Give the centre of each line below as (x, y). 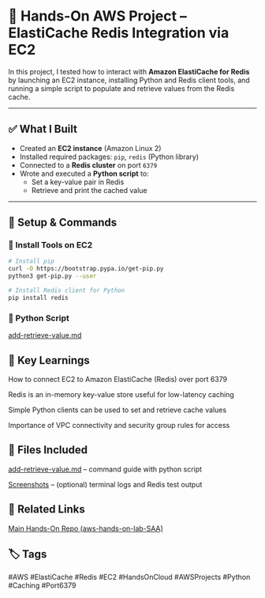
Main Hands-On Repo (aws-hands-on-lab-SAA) (86, 528)
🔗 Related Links (47, 509)
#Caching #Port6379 (42, 585)
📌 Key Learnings (49, 360)
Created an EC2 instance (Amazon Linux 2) (90, 148)
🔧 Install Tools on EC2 (50, 245)
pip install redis (38, 297)
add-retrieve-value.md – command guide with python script (105, 469)
